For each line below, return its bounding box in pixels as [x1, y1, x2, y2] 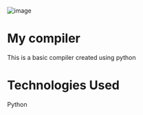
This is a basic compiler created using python [7, 53, 136, 61]
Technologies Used [7, 78, 120, 93]
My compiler [7, 31, 80, 46]
